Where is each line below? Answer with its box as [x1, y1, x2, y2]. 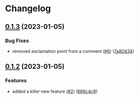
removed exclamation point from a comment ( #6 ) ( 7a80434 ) [12, 48, 134, 54]
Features [5, 77, 27, 84]
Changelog [5, 3, 51, 14]
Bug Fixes [5, 37, 29, 44]
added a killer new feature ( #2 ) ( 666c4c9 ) [12, 88, 98, 94]
